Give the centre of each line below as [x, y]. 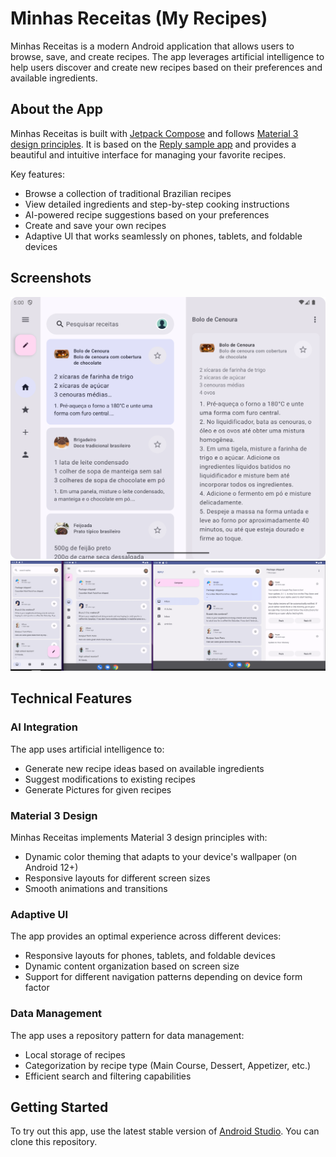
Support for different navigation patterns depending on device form [163, 977]
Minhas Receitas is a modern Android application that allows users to [152, 46]
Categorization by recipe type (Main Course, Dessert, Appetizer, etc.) [168, 1065]
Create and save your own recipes [95, 225]
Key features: [37, 174]
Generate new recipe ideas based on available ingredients [144, 768]
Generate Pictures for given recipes [98, 789]
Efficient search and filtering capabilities [108, 1076]
